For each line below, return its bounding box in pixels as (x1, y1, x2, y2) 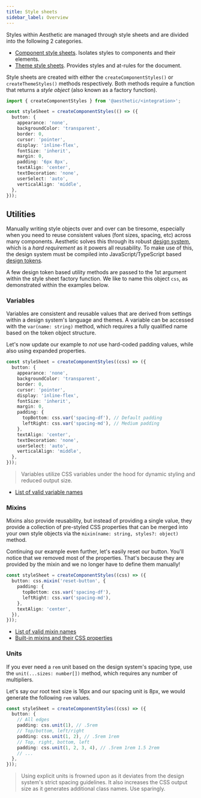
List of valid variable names (14, 488, 83, 496)
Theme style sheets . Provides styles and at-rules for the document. (14, 61, 182, 69)
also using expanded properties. (6, 347, 86, 355)
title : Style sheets (6, 8, 58, 15)
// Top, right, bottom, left (17, 739, 90, 745)
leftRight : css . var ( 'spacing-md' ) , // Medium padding (22, 420, 160, 427)
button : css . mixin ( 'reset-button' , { (11, 578, 106, 584)
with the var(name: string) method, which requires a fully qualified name (6, 323, 188, 330)
